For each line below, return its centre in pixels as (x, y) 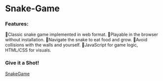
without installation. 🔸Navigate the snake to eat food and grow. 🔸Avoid (76, 40)
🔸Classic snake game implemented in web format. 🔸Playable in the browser (82, 34)
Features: (17, 24)
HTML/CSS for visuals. (28, 50)
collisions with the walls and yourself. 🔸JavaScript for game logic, (72, 45)
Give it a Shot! (22, 63)
